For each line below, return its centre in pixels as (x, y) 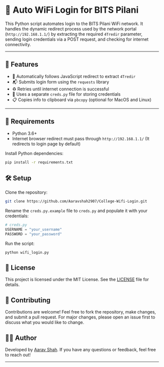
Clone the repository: (26, 192)
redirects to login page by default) (46, 144)
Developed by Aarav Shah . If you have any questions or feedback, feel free (81, 350)
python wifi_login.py (27, 252)
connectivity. (18, 44)
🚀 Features (22, 65)
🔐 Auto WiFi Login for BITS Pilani (72, 10)
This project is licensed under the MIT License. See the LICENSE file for (77, 280)
